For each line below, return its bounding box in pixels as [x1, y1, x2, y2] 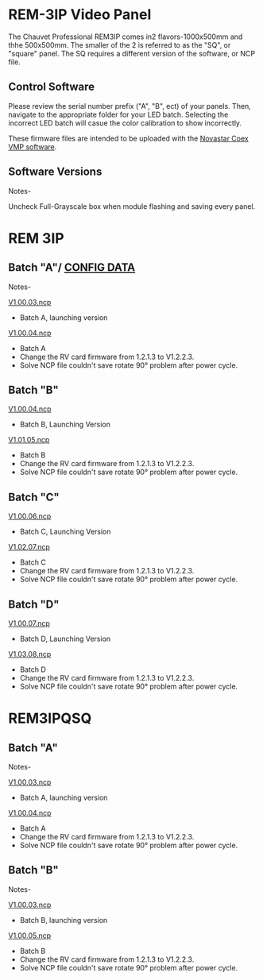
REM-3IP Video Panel [8, 6, 152, 24]
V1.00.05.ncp [8, 931, 52, 940]
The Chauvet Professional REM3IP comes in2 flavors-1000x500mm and [8, 32, 243, 41]
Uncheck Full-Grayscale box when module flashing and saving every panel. [8, 201, 256, 211]
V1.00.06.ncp [8, 511, 52, 521]
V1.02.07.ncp [8, 542, 50, 552]
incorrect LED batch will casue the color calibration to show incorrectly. [8, 118, 242, 128]
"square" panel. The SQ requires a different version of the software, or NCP [8, 48, 256, 58]
